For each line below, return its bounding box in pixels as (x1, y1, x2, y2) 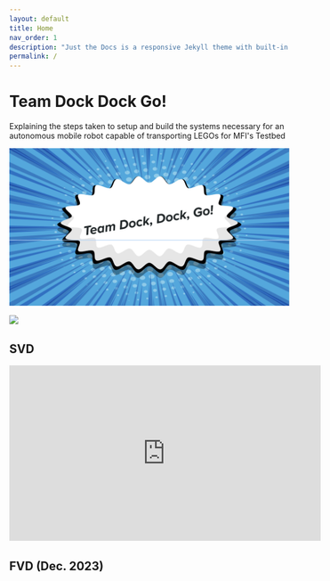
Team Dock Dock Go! (9, 92, 167, 111)
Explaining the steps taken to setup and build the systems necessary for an (9, 121, 285, 132)
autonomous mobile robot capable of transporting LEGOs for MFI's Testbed (9, 130, 286, 142)
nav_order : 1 (9, 33, 58, 42)
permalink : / (9, 52, 58, 61)
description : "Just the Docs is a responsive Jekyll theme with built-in (9, 43, 289, 52)
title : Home (9, 23, 53, 33)
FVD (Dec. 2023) (9, 558, 104, 574)
